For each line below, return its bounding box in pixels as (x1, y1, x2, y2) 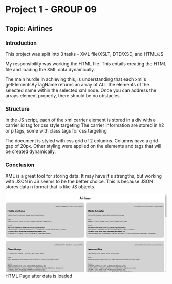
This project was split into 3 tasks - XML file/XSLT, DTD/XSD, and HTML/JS (5, 51, 164, 57)
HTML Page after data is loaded (5, 273, 73, 279)
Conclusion (5, 161, 35, 168)
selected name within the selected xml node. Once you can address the (5, 87, 157, 93)
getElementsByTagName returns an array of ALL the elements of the (5, 81, 149, 88)
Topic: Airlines (5, 24, 53, 33)
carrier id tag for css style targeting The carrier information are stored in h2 (5, 122, 164, 128)
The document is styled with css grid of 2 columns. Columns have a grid (5, 138, 158, 144)
